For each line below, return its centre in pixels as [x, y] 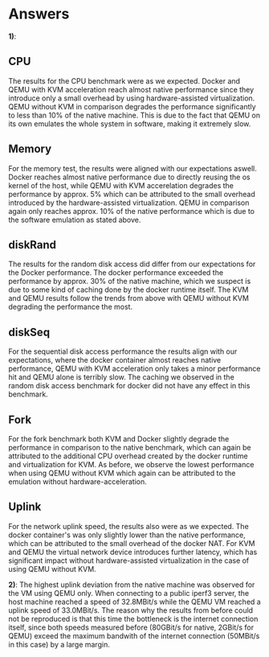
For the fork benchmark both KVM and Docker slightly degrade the [119, 439]
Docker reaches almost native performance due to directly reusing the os [129, 177]
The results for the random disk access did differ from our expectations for [132, 264]
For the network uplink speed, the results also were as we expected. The [128, 526]
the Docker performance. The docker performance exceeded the [116, 273]
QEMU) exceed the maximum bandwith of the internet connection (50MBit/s [134, 635]
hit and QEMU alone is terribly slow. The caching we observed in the [121, 377]
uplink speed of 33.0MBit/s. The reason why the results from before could [131, 610]
